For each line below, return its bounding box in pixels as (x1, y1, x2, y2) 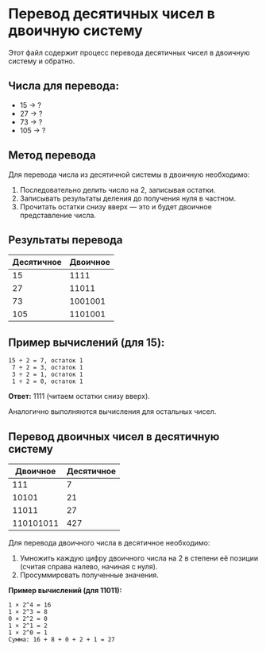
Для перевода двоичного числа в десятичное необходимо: (8, 538, 210, 547)
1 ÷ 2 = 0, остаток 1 (11, 377, 83, 385)
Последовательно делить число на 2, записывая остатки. (19, 185, 216, 194)
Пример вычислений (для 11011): (8, 586, 122, 595)
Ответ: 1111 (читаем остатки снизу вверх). (8, 392, 151, 401)
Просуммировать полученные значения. (19, 570, 159, 580)
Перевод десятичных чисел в (8, 5, 216, 23)
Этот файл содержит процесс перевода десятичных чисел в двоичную (8, 48, 250, 57)
